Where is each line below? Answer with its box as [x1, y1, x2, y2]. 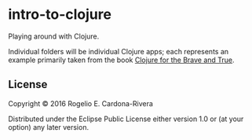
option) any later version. [8, 122, 89, 131]
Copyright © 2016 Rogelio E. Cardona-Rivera [8, 98, 153, 108]
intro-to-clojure [8, 6, 112, 24]
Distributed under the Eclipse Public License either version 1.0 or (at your [8, 114, 244, 123]
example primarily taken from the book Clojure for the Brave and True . [8, 55, 235, 64]
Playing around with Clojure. [8, 31, 100, 41]
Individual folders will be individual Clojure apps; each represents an [8, 46, 229, 56]
